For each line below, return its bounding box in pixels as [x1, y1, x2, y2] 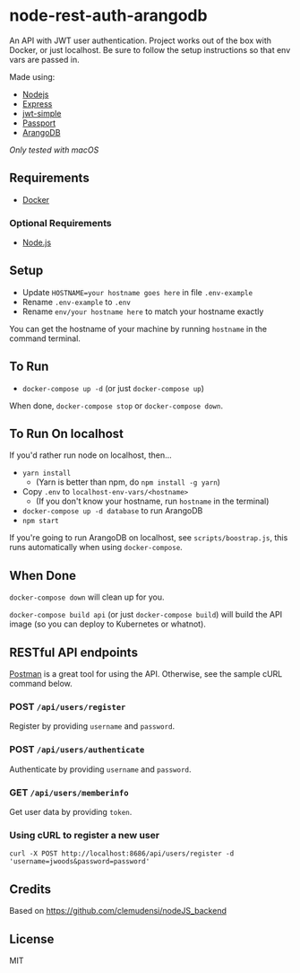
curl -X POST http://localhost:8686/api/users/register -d [9, 849, 235, 858]
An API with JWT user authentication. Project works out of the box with [9, 35, 271, 46]
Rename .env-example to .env [21, 296, 132, 307]
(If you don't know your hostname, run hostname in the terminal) [35, 495, 270, 507]
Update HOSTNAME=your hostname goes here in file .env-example [21, 286, 253, 297]
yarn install [21, 469, 72, 478]
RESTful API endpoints [9, 644, 139, 660]
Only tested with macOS [9, 145, 99, 155]
